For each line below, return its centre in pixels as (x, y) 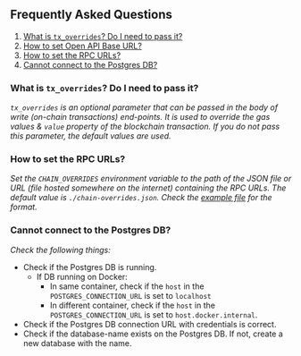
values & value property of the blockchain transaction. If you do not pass (145, 127)
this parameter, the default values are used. (91, 136)
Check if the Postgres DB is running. (90, 267)
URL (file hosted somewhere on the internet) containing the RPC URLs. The (148, 188)
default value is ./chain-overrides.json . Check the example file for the (141, 198)
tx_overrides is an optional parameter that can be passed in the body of (144, 107)
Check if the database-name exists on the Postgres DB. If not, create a (153, 334)
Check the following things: (60, 250)
